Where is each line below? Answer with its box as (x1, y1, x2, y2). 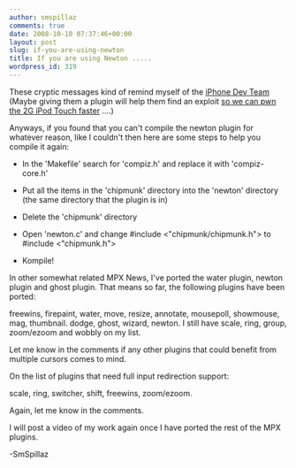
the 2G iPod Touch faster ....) (9, 105, 115, 116)
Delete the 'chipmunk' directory (21, 211, 138, 222)
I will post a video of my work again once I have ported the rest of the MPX (9, 422, 281, 433)
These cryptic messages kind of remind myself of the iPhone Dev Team (9, 86, 269, 97)
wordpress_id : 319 (9, 63, 77, 72)
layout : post (9, 37, 57, 47)
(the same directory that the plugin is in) (21, 194, 168, 204)
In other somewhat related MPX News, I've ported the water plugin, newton (9, 272, 284, 283)
